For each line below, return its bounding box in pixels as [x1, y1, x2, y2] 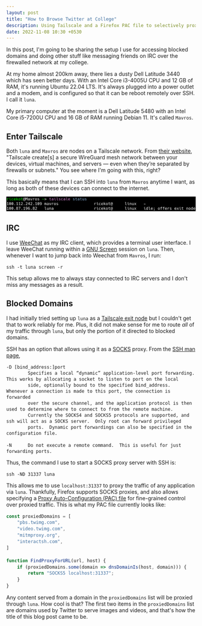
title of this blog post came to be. [6, 613, 88, 621]
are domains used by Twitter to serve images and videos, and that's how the [6, 607, 195, 614]
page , [6, 352, 21, 359]
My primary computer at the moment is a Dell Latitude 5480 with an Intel [6, 108, 186, 115]
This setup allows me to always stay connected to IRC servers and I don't [6, 274, 188, 282]
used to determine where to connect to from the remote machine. [6, 406, 173, 412]
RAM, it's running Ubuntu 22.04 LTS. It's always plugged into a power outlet [6, 83, 194, 90]
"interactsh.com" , [17, 539, 63, 545]
